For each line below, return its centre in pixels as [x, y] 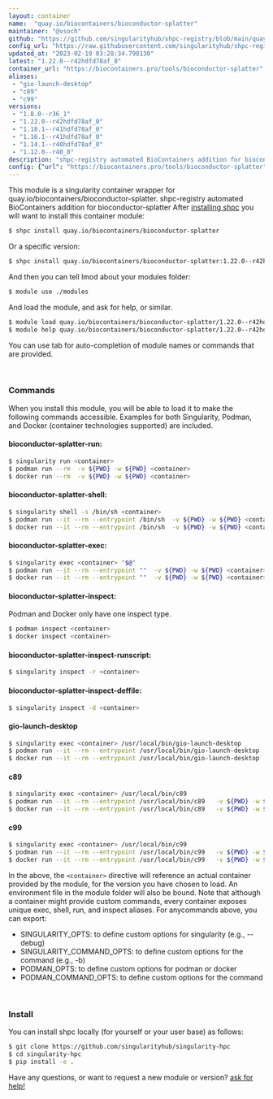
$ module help [32, 330]
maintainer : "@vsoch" [45, 31]
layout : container [39, 16]
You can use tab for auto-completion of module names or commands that [131, 345]
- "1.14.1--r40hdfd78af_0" [58, 144]
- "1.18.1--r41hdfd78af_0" [58, 129]
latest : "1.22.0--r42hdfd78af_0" [65, 62]
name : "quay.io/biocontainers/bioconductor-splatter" [103, 24]
